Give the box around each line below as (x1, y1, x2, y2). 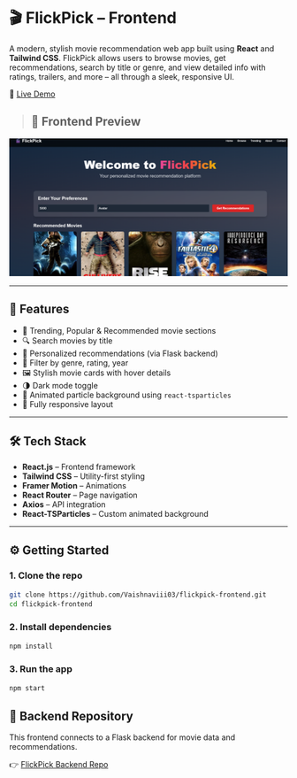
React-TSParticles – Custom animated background (21, 509, 209, 520)
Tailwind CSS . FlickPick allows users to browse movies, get (9, 52, 226, 63)
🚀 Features (9, 302, 70, 317)
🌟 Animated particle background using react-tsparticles (21, 389, 232, 400)
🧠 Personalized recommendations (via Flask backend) (21, 348, 218, 358)
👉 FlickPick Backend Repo (9, 759, 109, 770)
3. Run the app (9, 662, 72, 674)
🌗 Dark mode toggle (21, 380, 99, 390)
